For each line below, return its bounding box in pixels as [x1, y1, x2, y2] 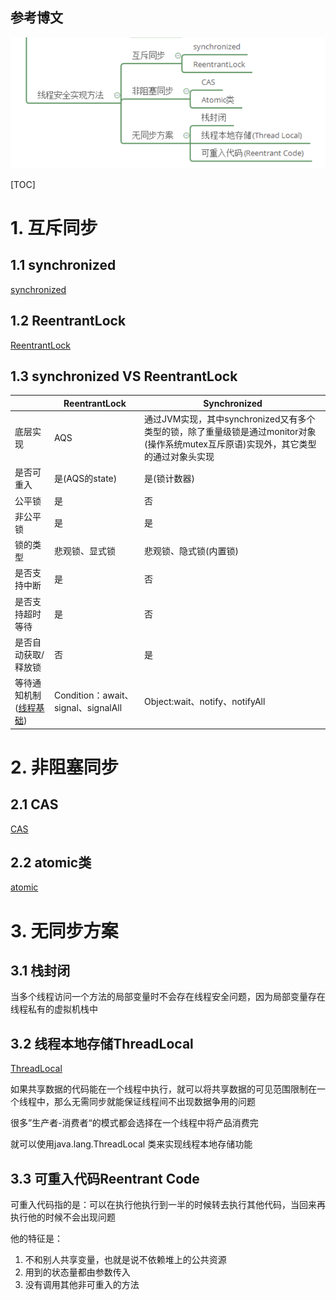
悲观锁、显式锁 [53, 545, 116, 557]
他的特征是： [10, 1233, 63, 1245]
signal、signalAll [53, 702, 123, 714]
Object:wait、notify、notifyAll [144, 696, 266, 708]
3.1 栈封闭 [10, 962, 71, 979]
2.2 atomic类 [10, 854, 92, 871]
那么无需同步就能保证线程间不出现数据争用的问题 [53, 1096, 256, 1108]
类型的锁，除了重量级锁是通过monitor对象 [144, 426, 317, 438]
